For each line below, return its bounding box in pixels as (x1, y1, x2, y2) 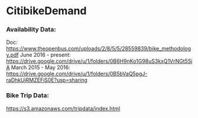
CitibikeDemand (6, 4, 87, 18)
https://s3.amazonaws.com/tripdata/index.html (6, 105, 121, 112)
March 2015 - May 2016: (11, 64, 70, 71)
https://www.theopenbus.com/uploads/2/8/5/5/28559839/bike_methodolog (6, 45, 191, 52)
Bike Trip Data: (6, 91, 49, 100)
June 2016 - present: (20, 52, 71, 59)
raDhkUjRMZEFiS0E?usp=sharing (6, 76, 87, 84)
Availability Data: (6, 25, 56, 34)
